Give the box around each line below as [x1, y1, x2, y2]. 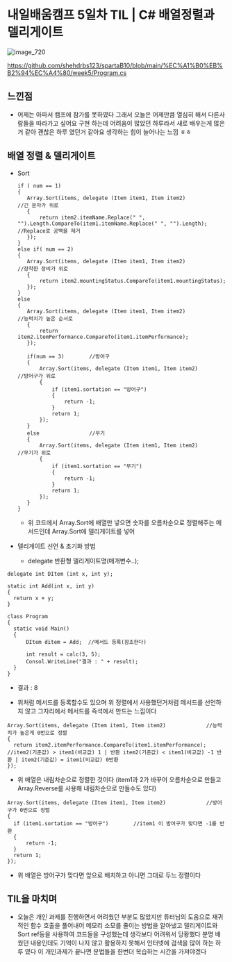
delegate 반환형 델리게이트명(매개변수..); [27, 556, 139, 565]
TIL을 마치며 [7, 893, 58, 904]
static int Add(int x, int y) [7, 582, 95, 590]
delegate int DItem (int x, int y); [7, 570, 113, 577]
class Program [7, 613, 49, 620]
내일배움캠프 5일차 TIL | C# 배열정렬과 [7, 7, 215, 23]
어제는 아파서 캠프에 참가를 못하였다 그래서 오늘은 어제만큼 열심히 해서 [17, 110, 207, 119]
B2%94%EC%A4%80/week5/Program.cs [7, 68, 127, 77]
